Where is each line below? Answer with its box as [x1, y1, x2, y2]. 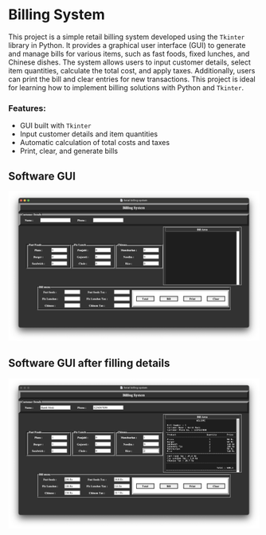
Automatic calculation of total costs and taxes [19, 138, 170, 148]
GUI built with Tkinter [19, 121, 92, 131]
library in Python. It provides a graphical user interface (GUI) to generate [8, 40, 246, 49]
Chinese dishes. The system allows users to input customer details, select [8, 57, 251, 67]
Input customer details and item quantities [19, 129, 158, 139]
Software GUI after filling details [8, 356, 170, 370]
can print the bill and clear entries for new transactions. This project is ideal [8, 74, 256, 84]
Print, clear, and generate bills [19, 146, 118, 156]
